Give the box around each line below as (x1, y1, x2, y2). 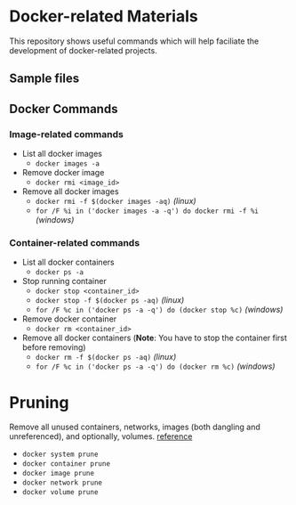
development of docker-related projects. (9, 45, 157, 55)
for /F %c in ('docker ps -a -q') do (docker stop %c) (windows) (35, 305, 284, 315)
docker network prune (21, 478, 102, 487)
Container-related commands (9, 236, 140, 248)
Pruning (9, 392, 69, 412)
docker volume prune (21, 488, 99, 497)
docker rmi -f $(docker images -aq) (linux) (35, 196, 197, 207)
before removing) (21, 342, 86, 353)
